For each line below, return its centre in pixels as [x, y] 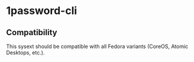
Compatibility [32, 32]
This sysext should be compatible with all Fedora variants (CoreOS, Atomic [97, 46]
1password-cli [42, 11]
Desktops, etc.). [25, 53]
